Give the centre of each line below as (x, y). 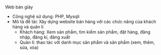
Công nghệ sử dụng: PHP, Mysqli (46, 16)
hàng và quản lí (28, 27)
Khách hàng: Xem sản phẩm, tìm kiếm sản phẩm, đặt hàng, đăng (85, 32)
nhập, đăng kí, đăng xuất (45, 37)
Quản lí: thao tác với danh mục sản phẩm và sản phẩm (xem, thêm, (87, 42)
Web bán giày (19, 7)
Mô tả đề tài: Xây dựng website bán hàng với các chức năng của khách (84, 22)
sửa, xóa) (29, 47)
